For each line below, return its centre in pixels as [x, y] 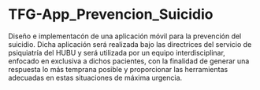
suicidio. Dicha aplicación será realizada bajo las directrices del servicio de [130, 44]
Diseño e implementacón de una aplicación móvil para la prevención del [125, 36]
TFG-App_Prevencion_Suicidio [111, 14]
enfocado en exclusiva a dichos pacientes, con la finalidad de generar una [129, 61]
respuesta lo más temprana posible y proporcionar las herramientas [118, 69]
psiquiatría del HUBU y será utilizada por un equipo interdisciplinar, [117, 52]
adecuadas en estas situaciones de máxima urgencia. [95, 77]
